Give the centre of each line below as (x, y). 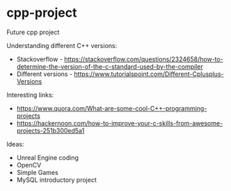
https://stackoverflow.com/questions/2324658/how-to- (144, 59)
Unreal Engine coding (48, 158)
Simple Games (37, 172)
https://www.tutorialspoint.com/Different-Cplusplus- (149, 74)
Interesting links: (30, 95)
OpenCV (29, 165)
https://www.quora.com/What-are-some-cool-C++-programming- (112, 108)
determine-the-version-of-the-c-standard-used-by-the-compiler (110, 66)
